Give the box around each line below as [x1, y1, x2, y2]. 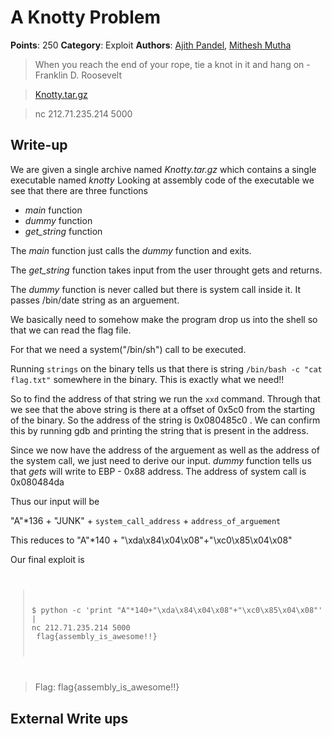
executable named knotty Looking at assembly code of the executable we [10, 174, 315, 186]
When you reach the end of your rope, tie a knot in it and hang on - [34, 58, 311, 70]
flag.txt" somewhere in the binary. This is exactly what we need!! [10, 373, 285, 385]
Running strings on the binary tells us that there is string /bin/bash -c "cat [10, 362, 323, 375]
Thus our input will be [10, 495, 100, 507]
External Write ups [10, 710, 129, 727]
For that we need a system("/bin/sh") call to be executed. [10, 343, 247, 355]
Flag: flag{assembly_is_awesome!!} [34, 681, 180, 693]
